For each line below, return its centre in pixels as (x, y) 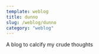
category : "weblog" (30, 28)
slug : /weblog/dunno (32, 22)
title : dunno (22, 17)
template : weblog (27, 11)
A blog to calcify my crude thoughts (49, 45)
